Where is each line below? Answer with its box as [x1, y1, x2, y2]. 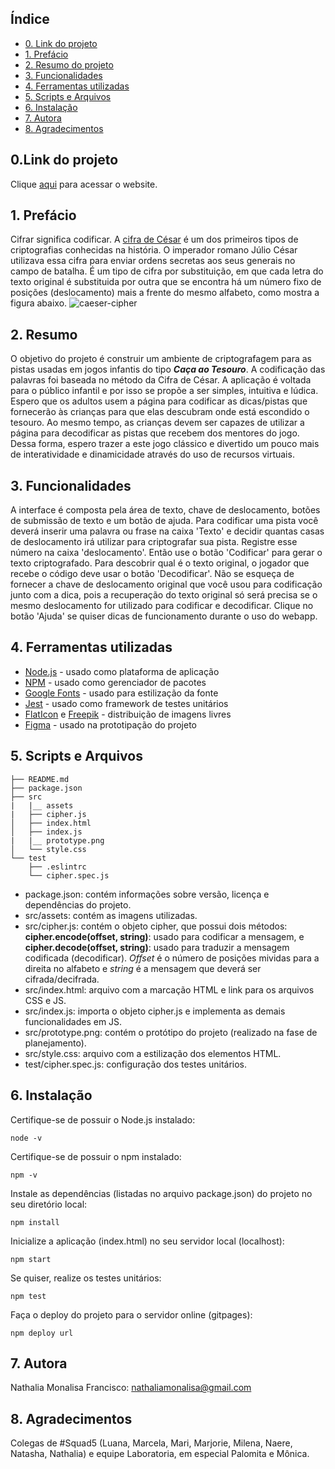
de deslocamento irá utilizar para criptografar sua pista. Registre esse [10, 536, 298, 548]
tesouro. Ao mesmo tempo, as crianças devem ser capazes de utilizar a [10, 417, 305, 429]
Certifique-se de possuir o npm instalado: [10, 1150, 182, 1162]
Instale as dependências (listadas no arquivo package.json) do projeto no [10, 1187, 313, 1199]
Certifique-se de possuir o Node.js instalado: [10, 1113, 196, 1126]
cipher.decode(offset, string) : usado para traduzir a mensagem [24, 941, 290, 953]
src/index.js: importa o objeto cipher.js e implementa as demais [24, 1005, 286, 1017]
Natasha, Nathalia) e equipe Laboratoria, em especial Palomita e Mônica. [10, 1448, 310, 1460]
